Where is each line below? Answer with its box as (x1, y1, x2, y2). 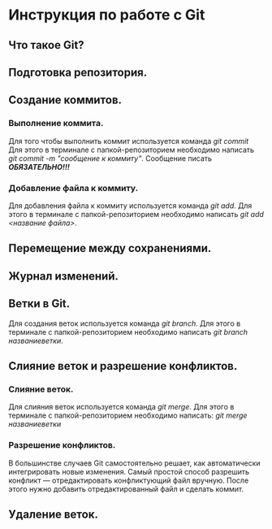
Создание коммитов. (8, 93, 123, 107)
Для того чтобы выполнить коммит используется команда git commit (8, 136, 249, 145)
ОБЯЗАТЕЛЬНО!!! (8, 162, 71, 171)
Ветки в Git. (8, 297, 71, 310)
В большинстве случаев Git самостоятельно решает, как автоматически (8, 457, 261, 468)
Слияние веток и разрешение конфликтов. (8, 359, 238, 373)
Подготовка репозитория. (8, 65, 148, 79)
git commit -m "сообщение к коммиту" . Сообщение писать (8, 153, 213, 163)
